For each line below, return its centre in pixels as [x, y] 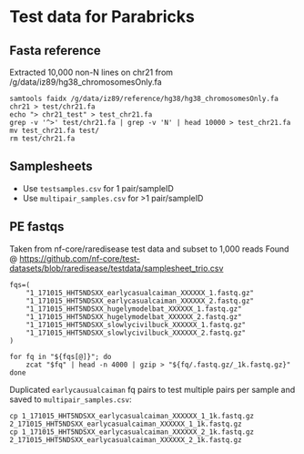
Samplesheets [51, 166]
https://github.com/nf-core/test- [80, 258]
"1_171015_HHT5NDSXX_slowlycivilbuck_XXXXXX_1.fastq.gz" [136, 325]
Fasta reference [56, 51]
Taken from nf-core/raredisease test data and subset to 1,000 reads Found [149, 249]
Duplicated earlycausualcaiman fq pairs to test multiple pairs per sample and [152, 389]
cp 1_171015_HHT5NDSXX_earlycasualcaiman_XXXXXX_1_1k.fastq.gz [132, 416]
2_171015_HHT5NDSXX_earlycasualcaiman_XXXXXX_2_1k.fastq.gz [126, 439]
